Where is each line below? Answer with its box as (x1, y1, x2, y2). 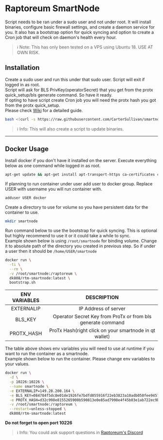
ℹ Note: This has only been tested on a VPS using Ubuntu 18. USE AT (16, 44, 153, 50)
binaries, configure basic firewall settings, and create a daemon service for (5, 24, 155, 30)
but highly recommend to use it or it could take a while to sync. (5, 233, 131, 239)
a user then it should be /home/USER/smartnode (5, 248, 97, 254)
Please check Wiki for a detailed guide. (5, 107, 83, 113)
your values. (5, 361, 30, 367)
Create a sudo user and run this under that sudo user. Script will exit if (5, 76, 145, 82)
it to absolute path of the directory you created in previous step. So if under (5, 243, 156, 249)
